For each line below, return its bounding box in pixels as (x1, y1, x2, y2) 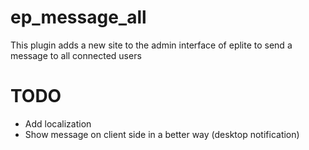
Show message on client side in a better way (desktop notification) (24, 128, 300, 140)
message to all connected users (10, 49, 142, 61)
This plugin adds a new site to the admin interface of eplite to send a (10, 39, 293, 51)
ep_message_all (10, 6, 147, 29)
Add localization (24, 117, 92, 130)
